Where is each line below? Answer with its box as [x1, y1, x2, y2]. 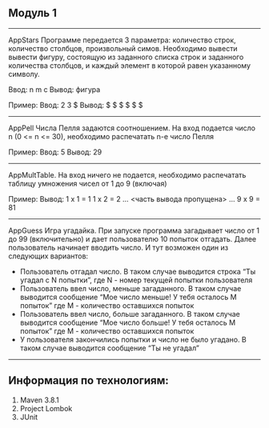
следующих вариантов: [8, 251, 89, 261]
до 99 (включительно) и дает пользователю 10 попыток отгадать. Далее [8, 234, 257, 243]
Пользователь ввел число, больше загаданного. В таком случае [19, 309, 240, 318]
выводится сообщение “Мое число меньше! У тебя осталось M [19, 292, 238, 302]
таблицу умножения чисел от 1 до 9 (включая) [8, 178, 167, 188]
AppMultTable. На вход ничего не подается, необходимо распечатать [8, 170, 247, 179]
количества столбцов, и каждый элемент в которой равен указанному [8, 60, 251, 70]
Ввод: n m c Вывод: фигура [8, 84, 101, 94]
